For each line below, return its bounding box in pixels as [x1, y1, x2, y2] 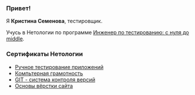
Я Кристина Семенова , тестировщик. [6, 18, 103, 25]
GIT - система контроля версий [14, 76, 96, 83]
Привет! [6, 4, 31, 12]
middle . [6, 35, 25, 42]
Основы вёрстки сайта [14, 82, 73, 89]
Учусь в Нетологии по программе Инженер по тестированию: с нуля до [6, 29, 189, 36]
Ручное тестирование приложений [14, 63, 104, 70]
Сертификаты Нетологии [6, 50, 83, 58]
